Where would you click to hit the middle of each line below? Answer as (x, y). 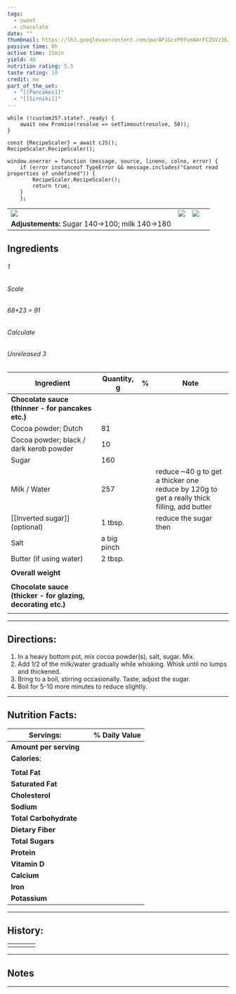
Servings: (45, 735)
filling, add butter (184, 507)
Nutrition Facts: (42, 715)
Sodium (24, 807)
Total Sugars (33, 841)
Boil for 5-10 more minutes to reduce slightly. (82, 686)
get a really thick (183, 498)
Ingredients (33, 249)
